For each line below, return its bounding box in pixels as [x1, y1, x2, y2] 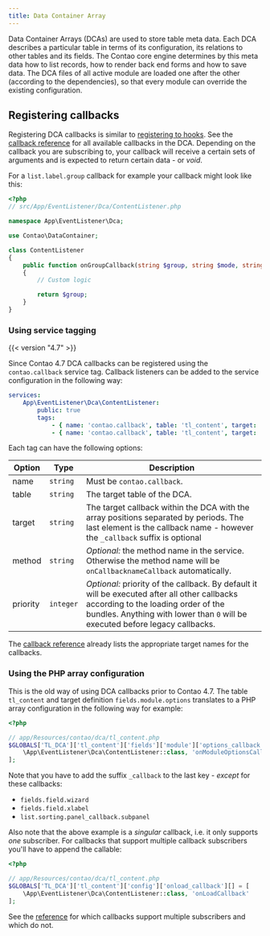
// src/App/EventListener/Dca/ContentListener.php [8, 203, 182, 211]
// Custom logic [37, 276, 92, 284]
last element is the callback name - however [85, 522, 254, 534]
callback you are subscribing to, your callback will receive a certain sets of [8, 146, 256, 157]
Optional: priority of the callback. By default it [85, 579, 257, 590]
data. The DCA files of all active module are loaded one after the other [8, 68, 240, 77]
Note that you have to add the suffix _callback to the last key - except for [8, 770, 251, 781]
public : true [37, 406, 81, 414]
